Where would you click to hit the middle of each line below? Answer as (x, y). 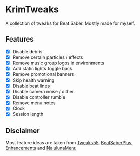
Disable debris (28, 51)
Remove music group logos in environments (58, 63)
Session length (28, 114)
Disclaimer (22, 130)
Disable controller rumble (39, 97)
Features (19, 39)
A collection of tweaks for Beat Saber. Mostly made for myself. (70, 23)
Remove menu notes (34, 103)
